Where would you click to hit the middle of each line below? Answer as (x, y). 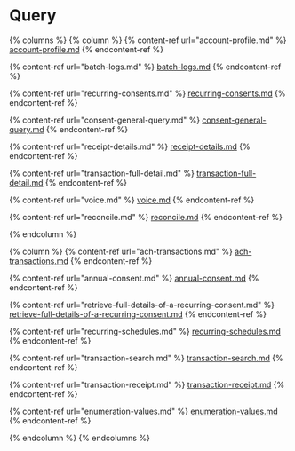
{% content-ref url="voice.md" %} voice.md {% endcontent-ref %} (132, 200)
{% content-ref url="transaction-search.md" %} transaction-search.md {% (147, 358)
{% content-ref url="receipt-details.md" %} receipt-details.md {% (130, 146)
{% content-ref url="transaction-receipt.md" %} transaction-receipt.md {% (147, 384)
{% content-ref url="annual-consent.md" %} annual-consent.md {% (134, 278)
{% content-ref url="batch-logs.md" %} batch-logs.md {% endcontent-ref (145, 67)
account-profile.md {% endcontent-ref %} (87, 49)
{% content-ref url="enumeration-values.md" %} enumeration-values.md (144, 411)
